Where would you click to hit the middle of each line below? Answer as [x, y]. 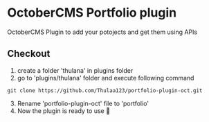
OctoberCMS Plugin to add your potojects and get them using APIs [102, 32]
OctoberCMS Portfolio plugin [92, 13]
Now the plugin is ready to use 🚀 [64, 111]
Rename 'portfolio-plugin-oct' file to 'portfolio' [83, 103]
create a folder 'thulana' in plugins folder [75, 70]
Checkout [29, 54]
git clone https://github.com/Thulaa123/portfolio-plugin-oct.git [105, 90]
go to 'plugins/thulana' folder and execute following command [106, 78]
